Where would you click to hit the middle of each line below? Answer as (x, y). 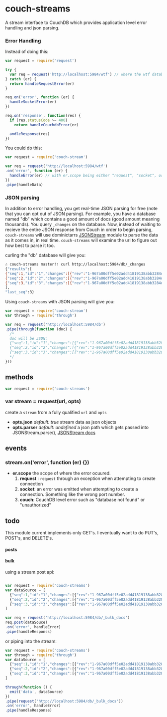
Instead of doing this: (27, 52)
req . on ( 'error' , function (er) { (40, 97)
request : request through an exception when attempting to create (87, 478)
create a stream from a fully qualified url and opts (56, 412)
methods (19, 377)
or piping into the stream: (31, 641)
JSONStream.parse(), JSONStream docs (54, 433)
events (16, 448)
